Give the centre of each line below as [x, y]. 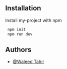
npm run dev [20, 34]
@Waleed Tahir [28, 61]
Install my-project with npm [33, 20]
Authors [18, 49]
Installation [23, 8]
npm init [17, 29]
